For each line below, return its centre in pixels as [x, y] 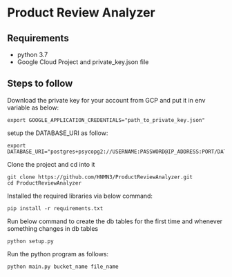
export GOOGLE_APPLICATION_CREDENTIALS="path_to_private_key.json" [106, 120]
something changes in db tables [53, 228]
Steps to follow [40, 84]
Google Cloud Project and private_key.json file [83, 62]
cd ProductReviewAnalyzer [44, 183]
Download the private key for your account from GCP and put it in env [106, 100]
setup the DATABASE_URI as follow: [58, 133]
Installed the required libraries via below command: [80, 196]
